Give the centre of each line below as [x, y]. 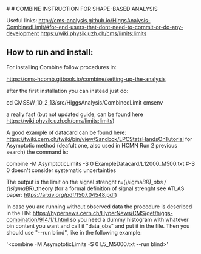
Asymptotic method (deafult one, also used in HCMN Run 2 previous [92, 145]
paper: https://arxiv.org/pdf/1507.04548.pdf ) [62, 194]
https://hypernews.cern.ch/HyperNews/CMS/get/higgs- [103, 213]
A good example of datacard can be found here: [66, 132]
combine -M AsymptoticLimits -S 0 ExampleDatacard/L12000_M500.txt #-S [101, 163]
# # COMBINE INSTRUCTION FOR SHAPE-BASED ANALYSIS [82, 9]
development [23, 33]
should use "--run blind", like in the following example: [74, 232]
